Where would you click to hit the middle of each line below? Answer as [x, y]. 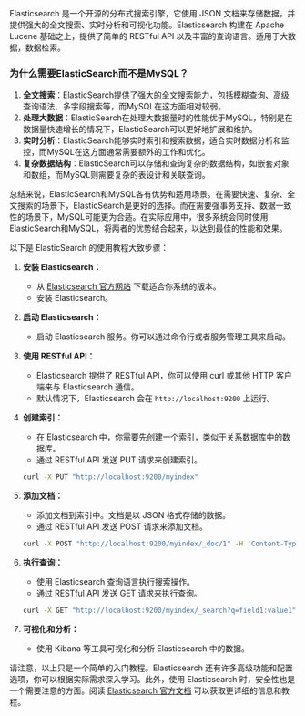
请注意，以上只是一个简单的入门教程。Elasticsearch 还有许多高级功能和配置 [151, 668]
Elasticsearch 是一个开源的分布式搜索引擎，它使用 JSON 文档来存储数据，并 [152, 13]
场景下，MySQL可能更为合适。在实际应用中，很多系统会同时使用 [147, 217]
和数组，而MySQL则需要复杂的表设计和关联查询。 [116, 175]
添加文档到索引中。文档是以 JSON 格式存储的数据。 [133, 515]
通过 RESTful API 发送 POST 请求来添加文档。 [122, 526]
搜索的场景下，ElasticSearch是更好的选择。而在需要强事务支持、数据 [146, 206]
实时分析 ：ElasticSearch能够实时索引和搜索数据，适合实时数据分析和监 [156, 140]
